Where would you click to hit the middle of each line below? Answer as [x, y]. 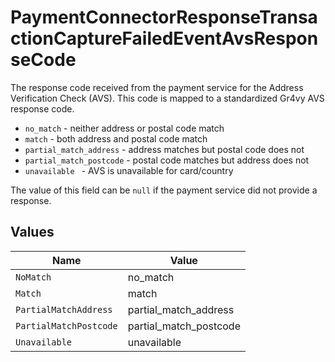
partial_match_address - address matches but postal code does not [164, 149]
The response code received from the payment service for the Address [157, 87]
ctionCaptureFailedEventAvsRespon [164, 38]
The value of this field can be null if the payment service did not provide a [164, 190]
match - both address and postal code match [116, 138]
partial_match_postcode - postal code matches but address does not [167, 160]
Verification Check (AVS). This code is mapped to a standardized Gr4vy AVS [167, 98]
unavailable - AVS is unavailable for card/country [129, 170]
